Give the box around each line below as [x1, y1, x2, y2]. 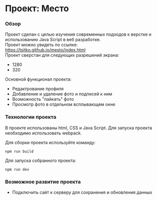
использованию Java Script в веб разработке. [5, 37, 101, 43]
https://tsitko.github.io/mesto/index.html [5, 47, 86, 53]
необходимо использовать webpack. [5, 130, 82, 136]
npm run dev [5, 167, 29, 172]
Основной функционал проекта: [5, 76, 72, 82]
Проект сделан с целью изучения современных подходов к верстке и [5, 31, 152, 37]
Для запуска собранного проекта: [5, 157, 77, 163]
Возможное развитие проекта [5, 178, 81, 185]
